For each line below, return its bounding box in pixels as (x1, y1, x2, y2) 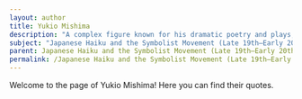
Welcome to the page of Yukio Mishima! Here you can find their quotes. (9, 80, 274, 90)
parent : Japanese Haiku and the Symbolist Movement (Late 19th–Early (9, 47, 276, 56)
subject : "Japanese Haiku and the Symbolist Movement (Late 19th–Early (9, 38, 283, 48)
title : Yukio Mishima (9, 22, 91, 31)
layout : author (9, 13, 67, 22)
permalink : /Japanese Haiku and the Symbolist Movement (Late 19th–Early (9, 55, 292, 64)
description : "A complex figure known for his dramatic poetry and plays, (9, 30, 296, 39)
